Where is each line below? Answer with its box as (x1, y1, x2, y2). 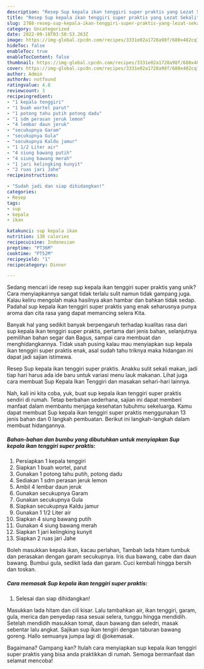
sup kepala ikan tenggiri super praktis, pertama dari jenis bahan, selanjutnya (7, 328, 197, 335)
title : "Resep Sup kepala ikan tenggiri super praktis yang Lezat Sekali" (7, 15, 200, 21)
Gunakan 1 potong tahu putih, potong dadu (15, 470, 123, 478)
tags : (7, 200, 21, 206)
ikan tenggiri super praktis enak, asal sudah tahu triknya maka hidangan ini (7, 347, 193, 354)
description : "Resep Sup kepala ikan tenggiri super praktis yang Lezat (7, 8, 194, 15)
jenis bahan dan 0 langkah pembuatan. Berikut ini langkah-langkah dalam (7, 416, 190, 423)
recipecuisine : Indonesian (7, 239, 75, 245)
